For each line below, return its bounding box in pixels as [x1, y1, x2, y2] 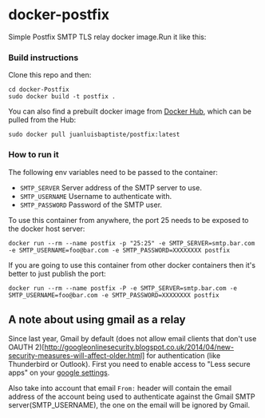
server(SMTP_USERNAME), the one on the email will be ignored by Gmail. [8, 400, 251, 410]
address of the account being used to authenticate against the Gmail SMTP [8, 392, 255, 401]
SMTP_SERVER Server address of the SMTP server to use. [19, 182, 202, 193]
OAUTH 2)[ [8, 342, 45, 352]
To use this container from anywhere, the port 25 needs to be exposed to [8, 215, 249, 225]
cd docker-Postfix [8, 86, 69, 94]
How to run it [8, 149, 59, 161]
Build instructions [8, 52, 79, 63]
